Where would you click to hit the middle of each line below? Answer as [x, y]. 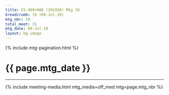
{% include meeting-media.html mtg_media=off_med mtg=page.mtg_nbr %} [84, 87]
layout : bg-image [23, 33]
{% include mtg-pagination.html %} [42, 48]
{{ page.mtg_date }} [48, 68]
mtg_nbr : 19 [18, 19]
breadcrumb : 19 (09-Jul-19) [35, 15]
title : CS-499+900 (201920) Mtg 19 [43, 10]
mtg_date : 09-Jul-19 [27, 29]
